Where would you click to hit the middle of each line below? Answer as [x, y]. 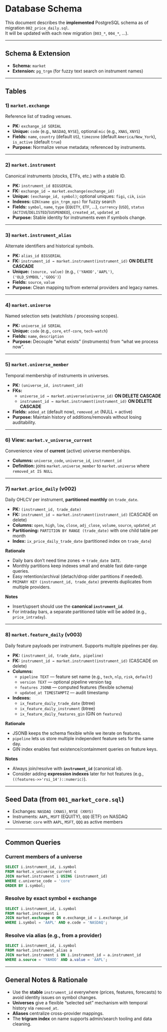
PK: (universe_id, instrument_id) [48, 385]
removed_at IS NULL [33, 471]
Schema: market [29, 65]
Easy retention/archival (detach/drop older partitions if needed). [78, 576]
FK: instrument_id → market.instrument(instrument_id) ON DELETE [83, 261]
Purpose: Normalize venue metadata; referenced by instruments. [79, 147]
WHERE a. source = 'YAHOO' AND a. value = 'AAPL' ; [56, 960]
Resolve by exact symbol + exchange [51, 899]
